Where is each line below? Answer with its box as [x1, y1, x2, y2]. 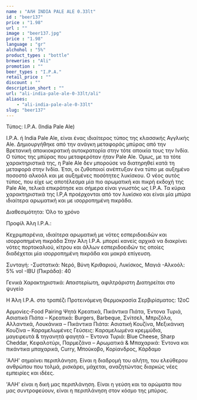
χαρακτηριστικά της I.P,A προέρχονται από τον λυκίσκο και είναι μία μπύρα [6, 191, 191, 198]
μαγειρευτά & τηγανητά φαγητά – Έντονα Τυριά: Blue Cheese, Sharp [6, 333, 175, 340]
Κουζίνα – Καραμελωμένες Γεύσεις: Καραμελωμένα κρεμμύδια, [6, 327, 163, 334]
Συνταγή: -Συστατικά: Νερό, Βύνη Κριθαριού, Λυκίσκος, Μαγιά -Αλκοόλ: [6, 261, 185, 268]
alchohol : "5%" [6, 47, 46, 53]
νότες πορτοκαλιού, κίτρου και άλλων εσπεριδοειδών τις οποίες [6, 244, 165, 251]
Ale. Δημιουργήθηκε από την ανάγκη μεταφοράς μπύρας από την [6, 141, 166, 148]
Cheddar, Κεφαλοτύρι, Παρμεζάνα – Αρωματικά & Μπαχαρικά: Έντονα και [6, 339, 189, 346]
